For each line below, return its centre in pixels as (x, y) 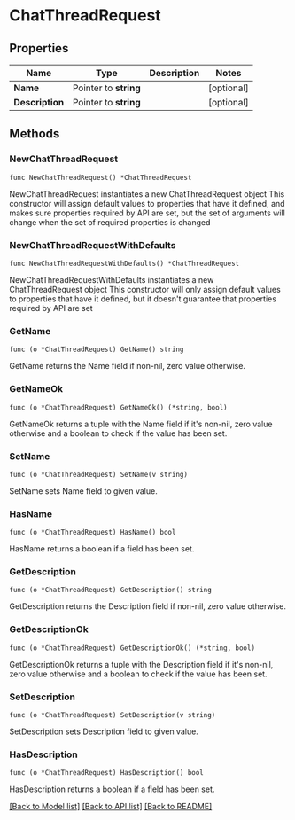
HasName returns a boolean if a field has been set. (102, 549)
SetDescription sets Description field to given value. (104, 731)
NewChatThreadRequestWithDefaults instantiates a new (112, 279)
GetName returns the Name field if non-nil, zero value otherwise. (128, 366)
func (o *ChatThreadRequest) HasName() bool (93, 533)
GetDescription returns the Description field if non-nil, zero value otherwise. (147, 606)
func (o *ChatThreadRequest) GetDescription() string (111, 590)
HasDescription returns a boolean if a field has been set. (112, 789)
